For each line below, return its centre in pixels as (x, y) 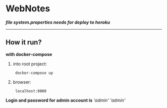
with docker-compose (29, 54)
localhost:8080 (31, 91)
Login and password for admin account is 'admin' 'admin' (66, 100)
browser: (22, 82)
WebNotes (28, 9)
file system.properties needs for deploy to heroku (58, 22)
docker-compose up (34, 73)
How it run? (24, 42)
